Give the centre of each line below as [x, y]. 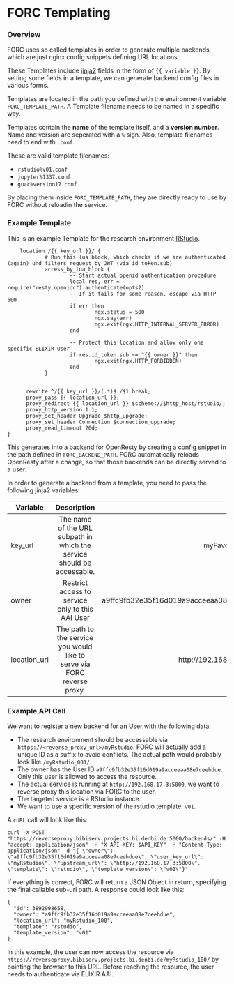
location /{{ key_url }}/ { [60, 251]
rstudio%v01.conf [42, 170]
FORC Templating [59, 13]
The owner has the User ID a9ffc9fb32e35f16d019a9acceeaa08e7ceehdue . [120, 769]
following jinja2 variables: [44, 490]
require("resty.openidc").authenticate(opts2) [76, 287]
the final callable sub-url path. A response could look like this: [96, 890]
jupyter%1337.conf [44, 177]
